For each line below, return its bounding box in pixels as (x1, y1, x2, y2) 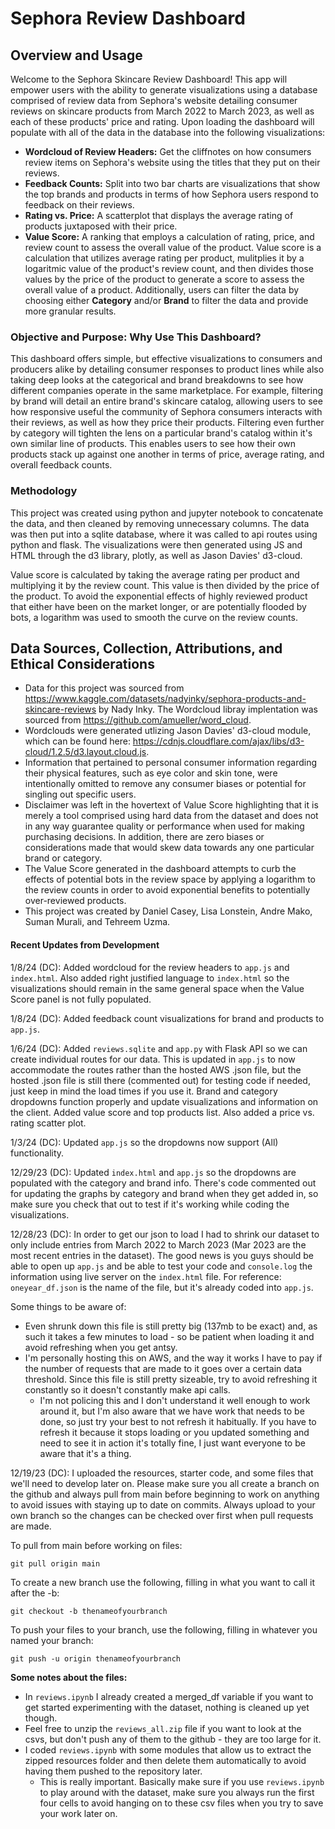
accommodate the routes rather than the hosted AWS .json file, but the (10, 1063, 302, 1076)
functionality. (10, 1147, 65, 1159)
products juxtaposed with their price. (24, 220, 178, 232)
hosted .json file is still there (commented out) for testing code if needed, (10, 1074, 311, 1086)
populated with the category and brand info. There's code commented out (10, 1177, 317, 1189)
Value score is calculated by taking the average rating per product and (10, 568, 300, 581)
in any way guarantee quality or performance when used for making (24, 820, 305, 832)
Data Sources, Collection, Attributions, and (10, 640, 283, 657)
